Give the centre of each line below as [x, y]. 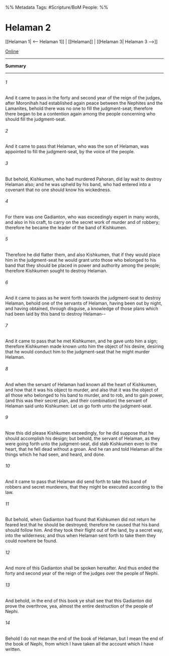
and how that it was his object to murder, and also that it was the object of [82, 390]
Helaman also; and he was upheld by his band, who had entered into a [78, 184]
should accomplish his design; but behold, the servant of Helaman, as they [82, 438]
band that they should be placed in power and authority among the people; [83, 265]
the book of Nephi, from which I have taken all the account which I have [79, 644]
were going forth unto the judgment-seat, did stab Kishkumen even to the [81, 444]
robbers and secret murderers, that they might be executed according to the [84, 487]
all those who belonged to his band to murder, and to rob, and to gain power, [84, 395]
